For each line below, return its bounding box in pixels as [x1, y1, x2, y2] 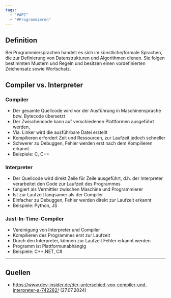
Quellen [5, 268, 31, 277]
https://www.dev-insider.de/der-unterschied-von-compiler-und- [12, 282, 148, 288]
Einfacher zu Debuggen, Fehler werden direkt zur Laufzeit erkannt [12, 197, 152, 203]
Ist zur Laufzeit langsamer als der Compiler [12, 192, 103, 198]
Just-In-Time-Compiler [5, 215, 64, 222]
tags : [5, 7, 17, 13]
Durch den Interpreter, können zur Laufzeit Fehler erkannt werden [12, 238, 151, 244]
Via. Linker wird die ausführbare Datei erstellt [12, 129, 108, 135]
